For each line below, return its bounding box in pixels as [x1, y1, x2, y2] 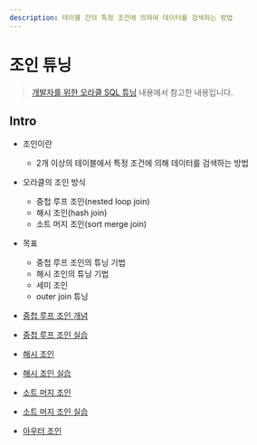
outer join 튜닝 [35, 291, 89, 302]
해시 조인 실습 [22, 368, 71, 379]
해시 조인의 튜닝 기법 [35, 269, 109, 279]
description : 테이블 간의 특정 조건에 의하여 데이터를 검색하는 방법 [9, 13, 233, 23]
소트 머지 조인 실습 [22, 406, 89, 417]
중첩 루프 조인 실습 [22, 329, 89, 340]
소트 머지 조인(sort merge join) [35, 219, 148, 230]
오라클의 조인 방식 [22, 177, 86, 188]
